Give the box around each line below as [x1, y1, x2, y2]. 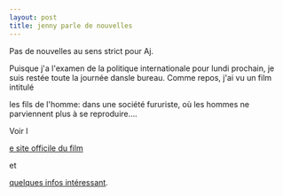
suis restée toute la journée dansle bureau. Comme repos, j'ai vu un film [9, 72, 272, 82]
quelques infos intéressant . [9, 176, 108, 187]
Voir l [9, 125, 28, 136]
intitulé [9, 82, 35, 92]
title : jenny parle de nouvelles [9, 21, 133, 30]
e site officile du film [9, 143, 83, 153]
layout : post [9, 12, 58, 22]
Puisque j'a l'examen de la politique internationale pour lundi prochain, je [9, 63, 275, 74]
